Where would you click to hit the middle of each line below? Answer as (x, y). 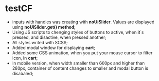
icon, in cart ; (25, 58)
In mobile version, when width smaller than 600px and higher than (78, 63)
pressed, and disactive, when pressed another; (59, 37)
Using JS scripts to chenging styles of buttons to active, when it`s (78, 32)
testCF (19, 8)
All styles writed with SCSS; (40, 42)
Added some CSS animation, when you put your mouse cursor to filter (82, 53)
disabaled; (22, 73)
